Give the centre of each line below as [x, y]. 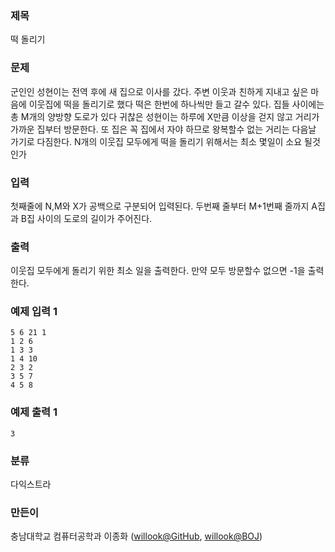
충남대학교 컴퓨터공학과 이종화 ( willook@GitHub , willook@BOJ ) [136, 536]
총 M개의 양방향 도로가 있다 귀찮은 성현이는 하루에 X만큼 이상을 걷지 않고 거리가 [165, 116]
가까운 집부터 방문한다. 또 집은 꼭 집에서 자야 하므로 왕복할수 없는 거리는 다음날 [163, 129]
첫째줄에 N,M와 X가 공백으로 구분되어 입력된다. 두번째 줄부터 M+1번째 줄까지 [160, 206]
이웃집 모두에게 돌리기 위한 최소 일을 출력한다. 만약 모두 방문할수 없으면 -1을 [158, 271]
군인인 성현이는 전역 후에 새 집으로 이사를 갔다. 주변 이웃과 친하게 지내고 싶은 [159, 91]
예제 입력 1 [34, 312]
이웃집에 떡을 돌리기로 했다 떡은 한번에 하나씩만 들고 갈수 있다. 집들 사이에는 [176, 104]
